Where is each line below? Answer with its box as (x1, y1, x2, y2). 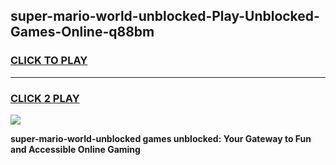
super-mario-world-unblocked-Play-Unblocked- (10, 8, 320, 25)
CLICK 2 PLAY (10, 91, 80, 105)
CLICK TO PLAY (10, 54, 88, 68)
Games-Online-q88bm (10, 24, 155, 41)
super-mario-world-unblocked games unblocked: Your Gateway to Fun (10, 132, 312, 144)
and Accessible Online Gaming (10, 143, 141, 155)
